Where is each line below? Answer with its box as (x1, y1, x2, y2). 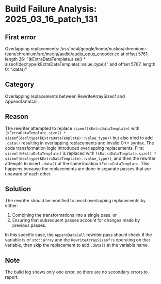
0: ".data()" (5, 66, 27, 72)
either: (5, 203, 18, 209)
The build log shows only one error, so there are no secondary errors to (5, 269, 148, 275)
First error (5, 33, 36, 41)
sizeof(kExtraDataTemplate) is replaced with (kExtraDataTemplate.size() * (5, 150, 157, 156)
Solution (5, 185, 31, 193)
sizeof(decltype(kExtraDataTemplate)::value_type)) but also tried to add (5, 135, 153, 141)
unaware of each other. (5, 171, 52, 176)
